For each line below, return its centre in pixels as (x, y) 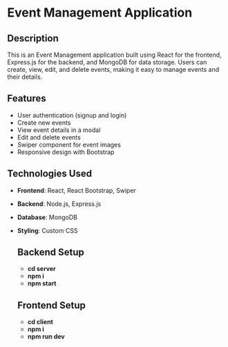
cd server (42, 269)
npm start (42, 283)
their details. (25, 77)
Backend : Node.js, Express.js (59, 204)
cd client (40, 322)
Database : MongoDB (47, 217)
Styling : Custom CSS (47, 230)
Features (27, 99)
